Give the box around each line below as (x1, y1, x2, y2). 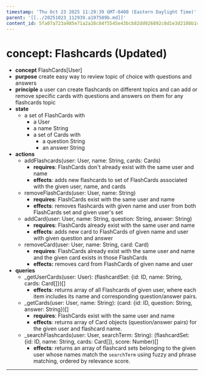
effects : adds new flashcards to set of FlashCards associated (33, 176, 188, 184)
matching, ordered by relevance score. (33, 357, 131, 365)
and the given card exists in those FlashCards (33, 254, 148, 262)
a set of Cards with (33, 131, 81, 139)
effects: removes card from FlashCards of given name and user (33, 260, 193, 268)
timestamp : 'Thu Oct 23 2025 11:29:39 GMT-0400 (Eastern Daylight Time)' (6, 9, 197, 15)
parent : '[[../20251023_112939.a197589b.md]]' (6, 15, 126, 21)
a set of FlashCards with (24, 112, 85, 119)
